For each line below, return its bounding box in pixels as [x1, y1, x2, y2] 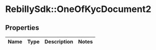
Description [44, 38, 73, 45]
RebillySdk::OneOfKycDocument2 [5, 3, 151, 15]
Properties [5, 23, 39, 32]
